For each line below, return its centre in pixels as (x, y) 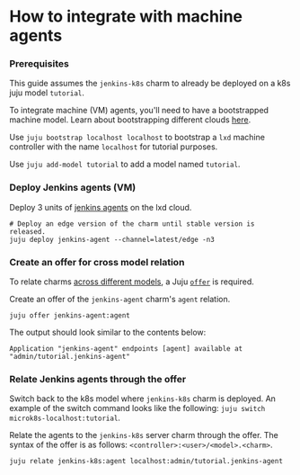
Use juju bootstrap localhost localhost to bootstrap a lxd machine (137, 138)
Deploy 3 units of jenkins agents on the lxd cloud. (101, 207)
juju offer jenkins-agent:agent (70, 316)
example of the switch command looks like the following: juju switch (137, 408)
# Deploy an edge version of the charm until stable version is (132, 224)
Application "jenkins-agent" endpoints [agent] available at (126, 349)
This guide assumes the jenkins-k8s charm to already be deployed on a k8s (150, 84)
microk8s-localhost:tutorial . (65, 418)
